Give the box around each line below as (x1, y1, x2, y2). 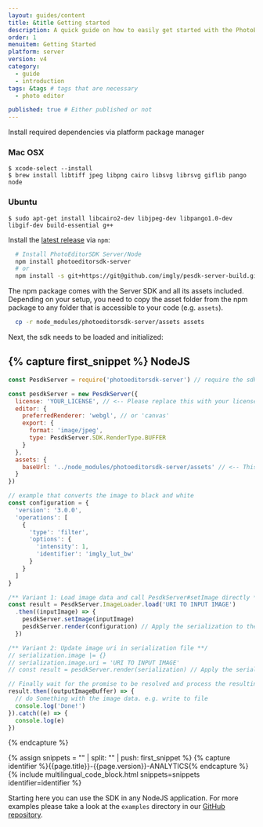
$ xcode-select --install (8, 165, 92, 173)
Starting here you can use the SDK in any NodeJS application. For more (8, 793, 239, 803)
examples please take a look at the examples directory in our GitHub (8, 802, 225, 811)
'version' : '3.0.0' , (15, 506, 82, 514)
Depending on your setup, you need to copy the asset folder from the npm (8, 295, 248, 304)
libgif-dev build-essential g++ (8, 221, 113, 229)
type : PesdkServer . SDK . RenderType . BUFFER (28, 434, 167, 442)
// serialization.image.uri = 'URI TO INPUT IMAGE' (8, 658, 180, 667)
